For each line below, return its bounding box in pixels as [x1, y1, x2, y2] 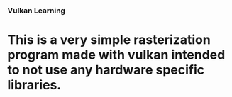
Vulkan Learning [7, 6, 66, 16]
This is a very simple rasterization [7, 32, 211, 48]
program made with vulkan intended [7, 47, 226, 63]
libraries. [7, 77, 62, 93]
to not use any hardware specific [7, 62, 204, 78]
